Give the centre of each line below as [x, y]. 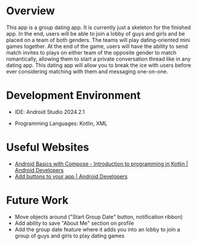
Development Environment [73, 96]
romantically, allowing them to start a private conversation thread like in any [99, 59]
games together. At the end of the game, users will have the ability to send [97, 46]
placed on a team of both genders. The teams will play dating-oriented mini [98, 40]
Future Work [37, 201]
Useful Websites [48, 147]
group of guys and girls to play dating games [69, 236]
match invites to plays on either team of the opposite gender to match [91, 52]
